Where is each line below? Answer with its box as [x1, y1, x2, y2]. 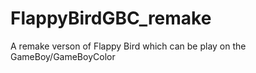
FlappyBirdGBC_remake [10, 7, 212, 30]
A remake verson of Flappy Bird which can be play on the [10, 40, 247, 52]
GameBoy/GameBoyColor [10, 50, 116, 62]
